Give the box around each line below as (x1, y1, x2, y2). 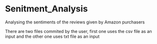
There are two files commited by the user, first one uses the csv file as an (5, 28, 152, 34)
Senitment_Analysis (5, 3, 88, 14)
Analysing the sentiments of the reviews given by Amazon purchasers (5, 19, 145, 25)
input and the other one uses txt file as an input (5, 33, 100, 39)
